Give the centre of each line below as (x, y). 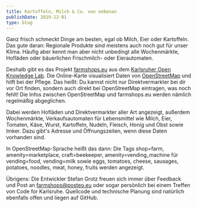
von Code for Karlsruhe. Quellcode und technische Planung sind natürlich (95, 192)
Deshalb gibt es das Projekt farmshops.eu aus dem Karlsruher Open (89, 70)
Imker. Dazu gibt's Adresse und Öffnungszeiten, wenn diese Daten (87, 131)
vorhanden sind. (26, 137)
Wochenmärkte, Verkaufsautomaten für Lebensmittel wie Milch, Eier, (89, 119)
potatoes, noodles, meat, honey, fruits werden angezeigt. (75, 167)
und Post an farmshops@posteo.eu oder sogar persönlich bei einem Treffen (98, 185)
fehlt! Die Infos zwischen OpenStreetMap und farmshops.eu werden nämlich (99, 94)
